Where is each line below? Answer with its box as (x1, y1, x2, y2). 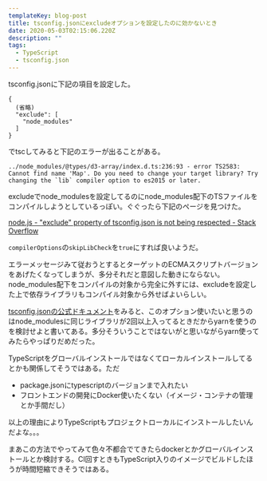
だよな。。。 (8, 427, 44, 436)
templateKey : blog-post (8, 11, 88, 20)
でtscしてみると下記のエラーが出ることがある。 (8, 146, 165, 156)
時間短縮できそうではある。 (22, 464, 113, 474)
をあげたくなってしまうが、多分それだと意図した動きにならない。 (8, 269, 225, 279)
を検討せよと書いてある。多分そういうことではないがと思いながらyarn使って (8, 326, 260, 336)
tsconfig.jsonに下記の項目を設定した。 (8, 79, 135, 89)
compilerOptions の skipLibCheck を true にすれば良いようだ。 (8, 242, 203, 252)
